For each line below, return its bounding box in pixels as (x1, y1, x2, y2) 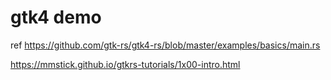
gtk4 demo (10, 6, 102, 29)
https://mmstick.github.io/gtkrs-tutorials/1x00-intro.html (10, 58, 241, 70)
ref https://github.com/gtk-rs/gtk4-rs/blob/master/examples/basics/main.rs (10, 39, 321, 51)
